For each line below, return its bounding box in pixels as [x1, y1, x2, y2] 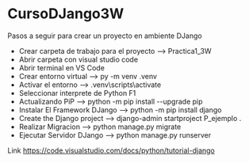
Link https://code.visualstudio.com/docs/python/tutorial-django [7, 146, 216, 155]
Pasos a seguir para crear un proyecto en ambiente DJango [7, 31, 203, 40]
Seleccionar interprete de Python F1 [18, 88, 136, 97]
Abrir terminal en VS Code [18, 63, 105, 72]
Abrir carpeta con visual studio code [18, 55, 139, 64]
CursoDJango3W [7, 5, 125, 23]
